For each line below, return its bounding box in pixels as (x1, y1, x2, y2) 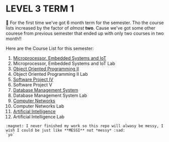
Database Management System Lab (13, 92, 88, 98)
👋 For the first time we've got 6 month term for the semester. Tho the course (6, 20, 164, 26)
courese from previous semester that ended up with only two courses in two (6, 30, 164, 36)
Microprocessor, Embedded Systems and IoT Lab (13, 60, 115, 66)
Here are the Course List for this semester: (6, 45, 94, 51)
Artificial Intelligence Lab (13, 113, 65, 119)
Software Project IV (13, 76, 53, 82)
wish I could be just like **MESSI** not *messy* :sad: (6, 127, 125, 133)
